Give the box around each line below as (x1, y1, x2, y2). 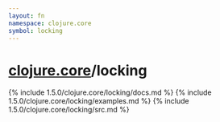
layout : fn (8, 11, 45, 20)
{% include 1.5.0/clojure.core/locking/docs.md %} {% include (8, 87, 212, 97)
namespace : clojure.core (8, 19, 92, 27)
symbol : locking (8, 26, 63, 35)
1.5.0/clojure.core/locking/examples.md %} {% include (8, 96, 189, 106)
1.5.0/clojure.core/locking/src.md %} (8, 105, 131, 115)
